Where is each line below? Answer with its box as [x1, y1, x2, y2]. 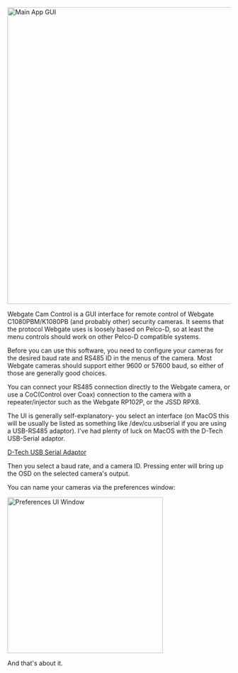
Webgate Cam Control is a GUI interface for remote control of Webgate [7, 310, 215, 318]
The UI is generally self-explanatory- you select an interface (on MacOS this [7, 411, 229, 420]
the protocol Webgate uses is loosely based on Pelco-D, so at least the [7, 325, 214, 333]
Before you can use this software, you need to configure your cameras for [7, 346, 224, 355]
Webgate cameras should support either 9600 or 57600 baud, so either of [7, 362, 225, 370]
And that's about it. [7, 659, 63, 667]
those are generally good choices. [7, 369, 108, 377]
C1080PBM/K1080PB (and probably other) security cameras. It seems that [7, 318, 225, 325]
